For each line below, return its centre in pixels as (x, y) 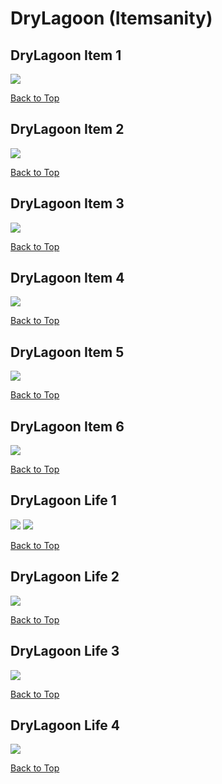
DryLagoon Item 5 (67, 352)
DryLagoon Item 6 (67, 426)
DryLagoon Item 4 (67, 278)
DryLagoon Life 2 (65, 577)
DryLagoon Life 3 (65, 651)
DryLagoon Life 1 (63, 500)
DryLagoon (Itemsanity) (111, 18)
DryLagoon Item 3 (67, 203)
